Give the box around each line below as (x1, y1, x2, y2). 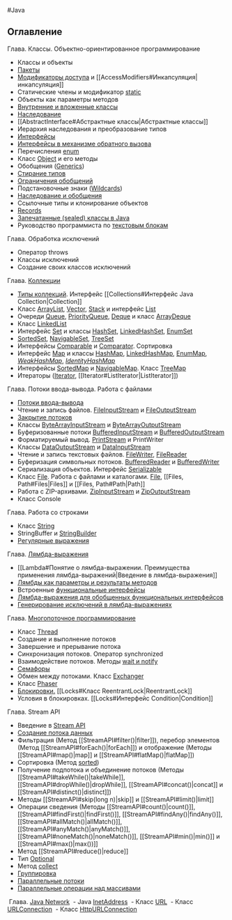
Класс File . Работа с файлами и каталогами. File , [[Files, (17, 472, 184, 480)
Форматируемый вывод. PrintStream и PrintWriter (17, 435, 164, 443)
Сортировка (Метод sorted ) (17, 758, 100, 766)
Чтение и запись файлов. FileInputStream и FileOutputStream (17, 406, 196, 414)
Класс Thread (17, 627, 59, 636)
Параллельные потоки (17, 876, 85, 884)
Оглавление (7, 26, 63, 38)
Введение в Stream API (17, 721, 86, 729)
